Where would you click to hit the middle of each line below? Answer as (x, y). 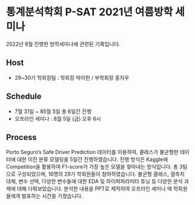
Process (21, 137)
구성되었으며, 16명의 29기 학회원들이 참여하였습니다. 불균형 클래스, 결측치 (101, 174)
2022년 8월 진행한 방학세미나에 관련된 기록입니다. (63, 44)
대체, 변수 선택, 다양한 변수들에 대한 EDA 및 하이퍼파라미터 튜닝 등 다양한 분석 (95, 182)
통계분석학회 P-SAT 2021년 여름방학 (90, 12)
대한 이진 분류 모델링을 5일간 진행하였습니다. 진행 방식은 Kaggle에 (92, 159)
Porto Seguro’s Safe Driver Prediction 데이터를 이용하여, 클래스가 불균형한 (92, 152)
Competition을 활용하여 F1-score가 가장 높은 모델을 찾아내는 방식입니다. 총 (92, 167)
